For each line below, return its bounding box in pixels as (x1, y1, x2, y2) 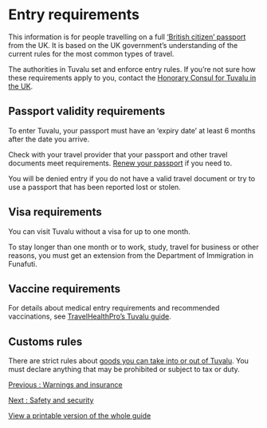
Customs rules (8, 335, 83, 348)
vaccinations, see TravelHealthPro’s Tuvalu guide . (8, 311, 171, 321)
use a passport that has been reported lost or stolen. (8, 182, 181, 192)
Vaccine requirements (8, 282, 121, 295)
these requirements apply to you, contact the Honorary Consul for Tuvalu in (8, 73, 257, 82)
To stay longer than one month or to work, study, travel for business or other (8, 242, 259, 252)
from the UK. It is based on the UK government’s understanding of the (8, 40, 238, 50)
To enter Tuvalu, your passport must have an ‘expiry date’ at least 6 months (8, 125, 256, 135)
